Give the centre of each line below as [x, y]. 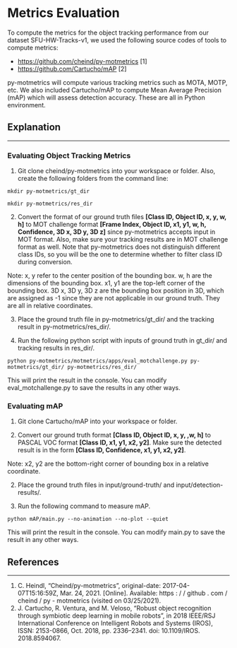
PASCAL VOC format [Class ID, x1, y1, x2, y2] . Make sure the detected [120, 442]
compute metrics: [33, 47]
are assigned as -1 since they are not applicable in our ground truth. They [114, 298]
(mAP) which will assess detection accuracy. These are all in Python [107, 98]
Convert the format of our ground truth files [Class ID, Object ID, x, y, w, [122, 217]
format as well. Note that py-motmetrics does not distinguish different [119, 247]
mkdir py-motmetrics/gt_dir [49, 192]
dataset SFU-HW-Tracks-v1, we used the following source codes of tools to [117, 40]
